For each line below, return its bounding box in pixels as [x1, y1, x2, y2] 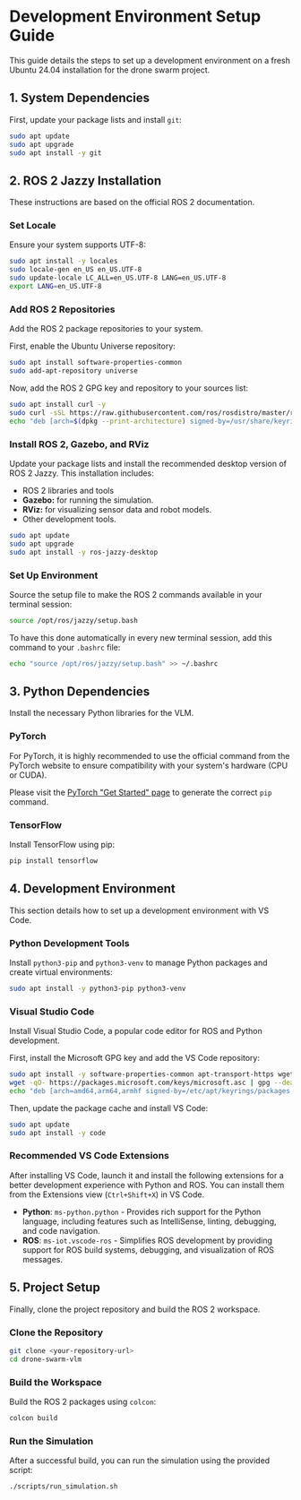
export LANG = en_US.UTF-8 [9, 282, 102, 291]
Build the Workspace [9, 1375, 102, 1388]
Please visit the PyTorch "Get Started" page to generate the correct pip [9, 787, 272, 797]
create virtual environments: [9, 967, 114, 978]
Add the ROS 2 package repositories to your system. [9, 323, 203, 334]
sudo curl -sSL [9, 408, 66, 418]
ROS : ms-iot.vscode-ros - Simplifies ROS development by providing [21, 1235, 273, 1246]
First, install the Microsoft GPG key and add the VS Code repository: [9, 1053, 261, 1064]
